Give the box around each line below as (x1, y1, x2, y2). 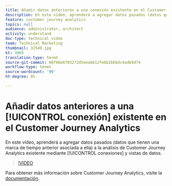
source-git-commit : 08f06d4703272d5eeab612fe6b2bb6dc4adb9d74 (5, 60, 141, 65)
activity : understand (5, 31, 52, 36)
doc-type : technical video (5, 36, 63, 41)
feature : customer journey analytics (5, 17, 86, 22)
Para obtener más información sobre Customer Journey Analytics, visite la (5, 170, 162, 176)
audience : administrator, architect (5, 27, 83, 32)
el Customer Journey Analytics (5, 122, 141, 134)
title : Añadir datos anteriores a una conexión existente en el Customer (5, 7, 166, 13)
